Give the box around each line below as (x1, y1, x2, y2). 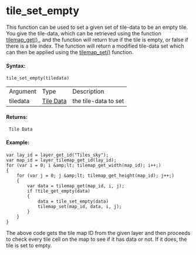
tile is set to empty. (6, 241, 52, 249)
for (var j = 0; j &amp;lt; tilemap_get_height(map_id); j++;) (16, 173, 175, 178)
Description (72, 87, 104, 95)
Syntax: (6, 62, 26, 69)
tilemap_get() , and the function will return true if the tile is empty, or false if (6, 36, 189, 43)
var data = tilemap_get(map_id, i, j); (27, 183, 125, 189)
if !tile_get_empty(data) (27, 188, 91, 194)
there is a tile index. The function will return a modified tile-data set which (6, 42, 184, 49)
